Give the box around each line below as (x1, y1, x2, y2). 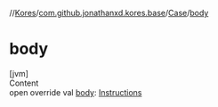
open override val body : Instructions (9, 86, 142, 97)
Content (9, 78, 39, 88)
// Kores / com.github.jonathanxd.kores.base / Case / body (9, 8, 209, 18)
